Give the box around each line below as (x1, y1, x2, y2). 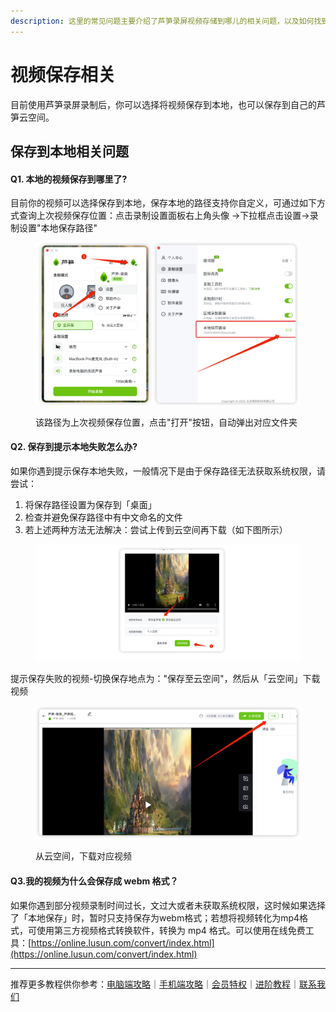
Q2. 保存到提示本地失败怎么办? (10, 441, 138, 453)
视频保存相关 (10, 63, 117, 86)
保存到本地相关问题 (10, 143, 129, 160)
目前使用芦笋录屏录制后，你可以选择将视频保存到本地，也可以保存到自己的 (10, 98, 317, 110)
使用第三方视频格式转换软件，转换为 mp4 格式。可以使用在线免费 (36, 924, 306, 936)
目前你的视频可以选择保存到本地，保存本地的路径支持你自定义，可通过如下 (10, 197, 317, 209)
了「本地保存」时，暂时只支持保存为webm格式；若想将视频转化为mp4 (10, 911, 300, 924)
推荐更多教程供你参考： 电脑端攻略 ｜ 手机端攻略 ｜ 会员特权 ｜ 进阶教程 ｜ (10, 978, 300, 990)
